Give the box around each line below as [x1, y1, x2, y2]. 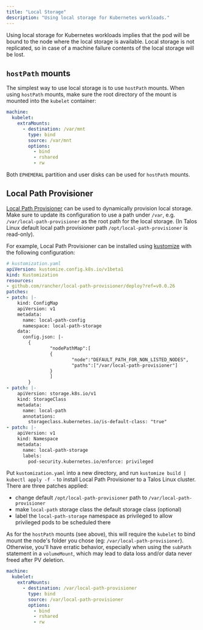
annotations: [22, 413, 56, 420]
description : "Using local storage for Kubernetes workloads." [6, 15, 170, 21]
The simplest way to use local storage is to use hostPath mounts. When [6, 85, 185, 92]
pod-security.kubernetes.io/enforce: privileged [28, 459, 154, 465]
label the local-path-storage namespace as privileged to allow [15, 512, 173, 520]
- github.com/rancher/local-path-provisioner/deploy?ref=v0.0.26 [6, 283, 175, 289]
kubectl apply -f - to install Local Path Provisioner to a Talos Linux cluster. [6, 476, 196, 483]
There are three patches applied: [6, 482, 89, 490]
